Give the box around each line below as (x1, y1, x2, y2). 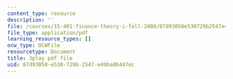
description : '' (7, 16, 54, 23)
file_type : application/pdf (7, 29, 89, 36)
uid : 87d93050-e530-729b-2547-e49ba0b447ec (7, 61, 135, 68)
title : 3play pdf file (7, 55, 73, 62)
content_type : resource (7, 10, 76, 17)
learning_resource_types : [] (7, 36, 92, 43)
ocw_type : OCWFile (7, 42, 60, 49)
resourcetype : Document (7, 49, 76, 56)
